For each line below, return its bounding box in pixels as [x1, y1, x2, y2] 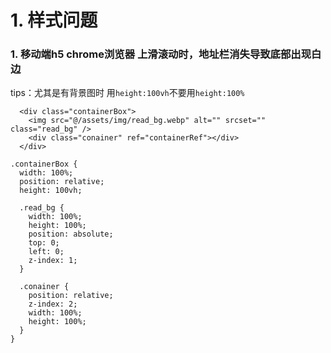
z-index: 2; [28, 299, 78, 310]
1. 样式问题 [10, 9, 98, 32]
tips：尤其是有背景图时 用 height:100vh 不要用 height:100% [10, 87, 245, 99]
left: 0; [28, 247, 65, 257]
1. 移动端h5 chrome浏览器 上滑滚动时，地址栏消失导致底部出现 [10, 47, 312, 61]
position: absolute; [28, 229, 114, 240]
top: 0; [28, 238, 60, 248]
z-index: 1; [28, 256, 78, 266]
